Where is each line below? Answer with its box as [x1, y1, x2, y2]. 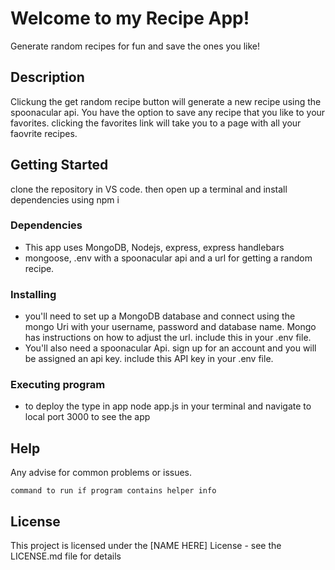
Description [10, 69, 85, 86]
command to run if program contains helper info [10, 486, 217, 496]
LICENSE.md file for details [10, 550, 122, 562]
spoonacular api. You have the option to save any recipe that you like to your [10, 106, 326, 118]
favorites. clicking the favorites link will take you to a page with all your [10, 117, 302, 129]
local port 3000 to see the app [24, 411, 151, 423]
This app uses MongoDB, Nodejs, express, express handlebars [24, 241, 285, 253]
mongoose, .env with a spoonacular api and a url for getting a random [24, 252, 313, 264]
